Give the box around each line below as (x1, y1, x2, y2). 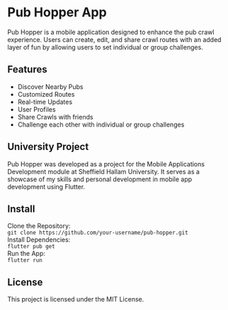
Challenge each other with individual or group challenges (17, 120, 185, 129)
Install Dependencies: (7, 235, 71, 244)
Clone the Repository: (7, 222, 71, 230)
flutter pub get (7, 243, 55, 250)
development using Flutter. (7, 182, 86, 191)
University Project (7, 141, 89, 153)
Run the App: (7, 250, 46, 258)
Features (7, 63, 47, 75)
